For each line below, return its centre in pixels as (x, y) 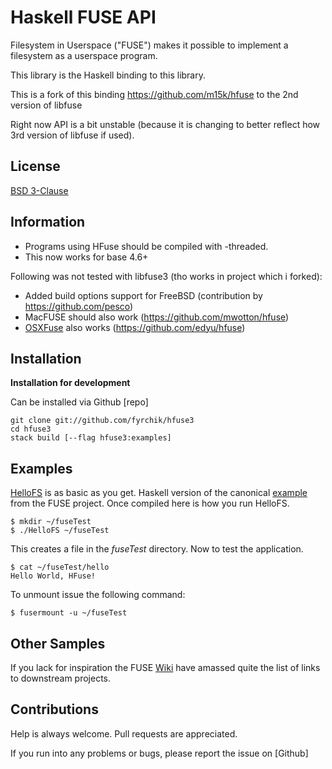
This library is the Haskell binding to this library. (108, 75)
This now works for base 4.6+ (86, 257)
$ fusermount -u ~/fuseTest (69, 613)
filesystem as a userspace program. (84, 55)
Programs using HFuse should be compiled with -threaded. (146, 246)
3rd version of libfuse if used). (72, 135)
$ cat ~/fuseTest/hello (60, 567)
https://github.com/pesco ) (79, 306)
